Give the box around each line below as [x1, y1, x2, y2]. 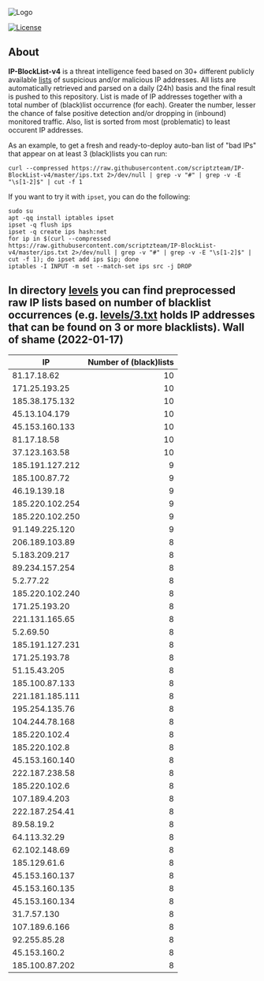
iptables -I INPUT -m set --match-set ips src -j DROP [8, 262, 192, 270]
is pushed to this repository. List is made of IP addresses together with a [8, 92, 243, 101]
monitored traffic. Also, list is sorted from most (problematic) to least [8, 117, 231, 126]
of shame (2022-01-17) [8, 333, 124, 346]
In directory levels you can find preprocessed [8, 284, 236, 298]
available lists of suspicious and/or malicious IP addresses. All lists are [8, 75, 236, 84]
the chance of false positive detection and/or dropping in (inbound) [8, 108, 227, 118]
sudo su [8, 207, 34, 215]
